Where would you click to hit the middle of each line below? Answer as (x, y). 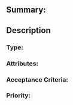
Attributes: (22, 64)
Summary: (26, 10)
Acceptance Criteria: (37, 79)
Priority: (19, 95)
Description (28, 30)
